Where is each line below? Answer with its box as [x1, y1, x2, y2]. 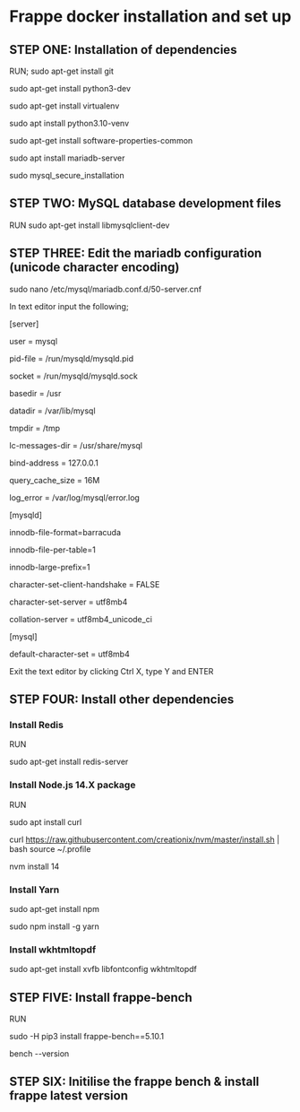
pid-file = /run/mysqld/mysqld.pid [9, 352, 134, 364]
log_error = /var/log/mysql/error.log [9, 491, 141, 503]
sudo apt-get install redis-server [9, 756, 129, 768]
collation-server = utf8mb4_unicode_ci [9, 613, 152, 624]
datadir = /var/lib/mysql [9, 405, 96, 416]
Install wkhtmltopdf [9, 943, 97, 956]
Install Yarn [9, 883, 60, 896]
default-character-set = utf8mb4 [9, 648, 130, 659]
